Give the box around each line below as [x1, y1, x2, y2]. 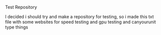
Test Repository [5, 4, 37, 10]
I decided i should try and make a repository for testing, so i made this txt [5, 14, 154, 19]
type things [5, 24, 28, 30]
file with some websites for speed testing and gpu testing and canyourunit [5, 19, 156, 25]
